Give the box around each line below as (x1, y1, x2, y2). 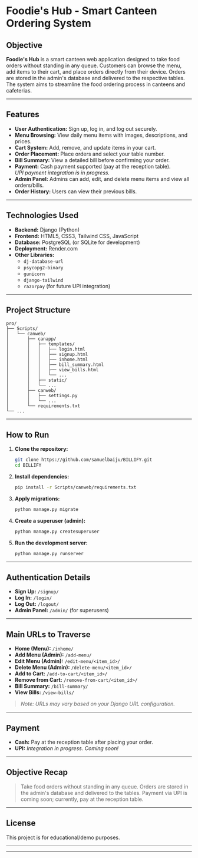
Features (6, 110, 39, 120)
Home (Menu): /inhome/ (14, 645, 74, 652)
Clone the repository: (14, 445, 68, 453)
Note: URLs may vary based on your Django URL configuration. (20, 700, 176, 708)
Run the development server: (14, 539, 88, 546)
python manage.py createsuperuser (14, 529, 100, 534)
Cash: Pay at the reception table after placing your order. (14, 738, 153, 745)
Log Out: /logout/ (14, 600, 59, 608)
